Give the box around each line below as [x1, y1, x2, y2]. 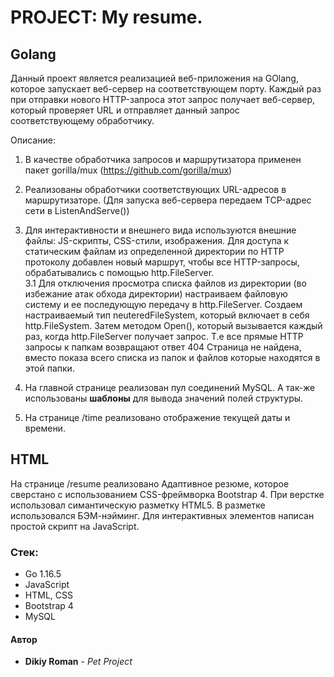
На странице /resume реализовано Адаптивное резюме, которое [10, 477, 290, 490]
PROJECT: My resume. [10, 6, 203, 29]
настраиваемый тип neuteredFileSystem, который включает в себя [24, 309, 310, 321]
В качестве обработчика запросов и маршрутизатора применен [24, 154, 302, 165]
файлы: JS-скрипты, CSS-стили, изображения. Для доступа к [24, 235, 290, 246]
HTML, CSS [24, 589, 73, 601]
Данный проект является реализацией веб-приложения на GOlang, [10, 72, 299, 84]
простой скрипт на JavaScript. [10, 520, 140, 532]
